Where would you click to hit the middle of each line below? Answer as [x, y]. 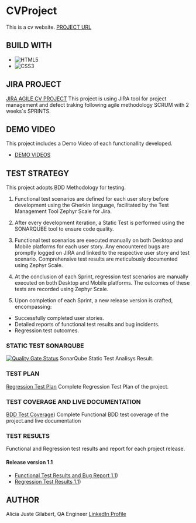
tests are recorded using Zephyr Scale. [61, 289]
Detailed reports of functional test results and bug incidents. [87, 325]
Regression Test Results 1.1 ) [48, 481]
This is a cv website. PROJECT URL [49, 27]
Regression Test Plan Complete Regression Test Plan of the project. [87, 386]
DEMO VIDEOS [32, 155]
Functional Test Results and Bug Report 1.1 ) [66, 475]
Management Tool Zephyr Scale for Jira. [63, 211]
